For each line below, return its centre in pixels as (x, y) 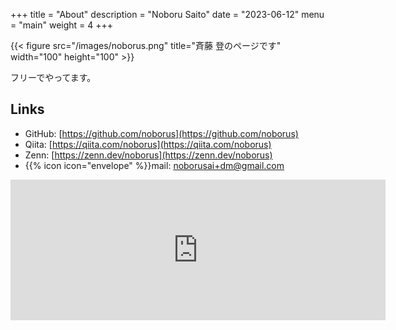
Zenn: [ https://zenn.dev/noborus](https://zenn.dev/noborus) (148, 155)
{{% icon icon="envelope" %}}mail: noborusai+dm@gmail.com (154, 165)
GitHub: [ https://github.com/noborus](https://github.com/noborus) (161, 133)
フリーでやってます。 (53, 77)
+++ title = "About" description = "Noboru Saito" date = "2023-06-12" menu (167, 14)
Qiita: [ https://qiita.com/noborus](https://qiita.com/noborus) (148, 144)
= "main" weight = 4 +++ (62, 25)
